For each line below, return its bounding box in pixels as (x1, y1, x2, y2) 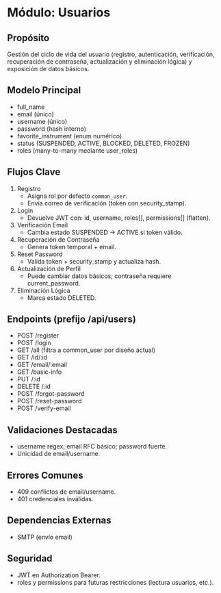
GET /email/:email (16, 361, 67, 369)
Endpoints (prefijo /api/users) (7, 314, 137, 325)
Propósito (7, 32, 50, 44)
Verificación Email (16, 220, 68, 229)
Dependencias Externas (7, 515, 112, 527)
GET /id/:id (16, 353, 48, 362)
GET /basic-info (16, 368, 62, 376)
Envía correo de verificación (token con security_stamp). (27, 199, 187, 207)
